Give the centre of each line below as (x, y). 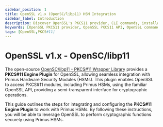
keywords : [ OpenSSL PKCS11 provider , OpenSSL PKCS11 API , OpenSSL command (82, 28)
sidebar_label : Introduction (34, 18)
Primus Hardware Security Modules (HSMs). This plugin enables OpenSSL (79, 79)
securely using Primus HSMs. (34, 119)
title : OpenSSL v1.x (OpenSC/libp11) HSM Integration (61, 14)
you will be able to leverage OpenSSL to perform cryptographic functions (78, 114)
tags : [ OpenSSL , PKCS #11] (30, 32)
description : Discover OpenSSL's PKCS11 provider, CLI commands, (72, 23)
